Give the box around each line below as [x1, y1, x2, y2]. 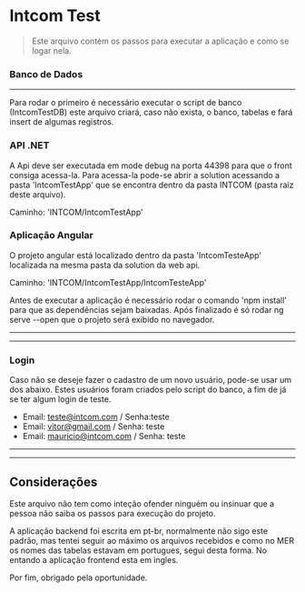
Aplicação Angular [9, 229, 93, 242]
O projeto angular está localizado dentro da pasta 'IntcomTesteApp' [9, 249, 262, 260]
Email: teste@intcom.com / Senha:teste [22, 411, 170, 423]
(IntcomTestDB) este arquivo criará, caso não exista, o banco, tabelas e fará [9, 106, 293, 118]
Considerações [9, 474, 98, 489]
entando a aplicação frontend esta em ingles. [9, 554, 179, 565]
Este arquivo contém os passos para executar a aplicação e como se [31, 35, 290, 46]
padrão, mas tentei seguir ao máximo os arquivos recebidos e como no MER [9, 535, 295, 546]
